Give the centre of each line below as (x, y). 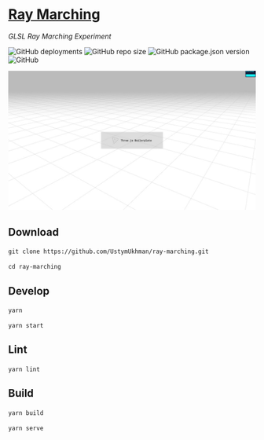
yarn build (26, 413)
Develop (29, 291)
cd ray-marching (35, 267)
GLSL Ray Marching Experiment (60, 36)
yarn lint (24, 369)
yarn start (26, 326)
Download (33, 232)
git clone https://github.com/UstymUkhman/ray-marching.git (109, 252)
